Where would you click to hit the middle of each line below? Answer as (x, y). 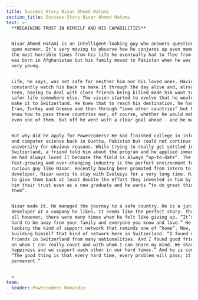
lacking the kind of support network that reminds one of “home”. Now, (101, 228)
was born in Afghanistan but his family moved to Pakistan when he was (101, 60)
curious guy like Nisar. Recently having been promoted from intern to (101, 169)
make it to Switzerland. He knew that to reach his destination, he (97, 104)
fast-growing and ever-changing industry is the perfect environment (98, 163)
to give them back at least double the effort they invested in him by (101, 179)
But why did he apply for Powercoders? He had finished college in (96, 136)
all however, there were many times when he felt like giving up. (95, 217)
